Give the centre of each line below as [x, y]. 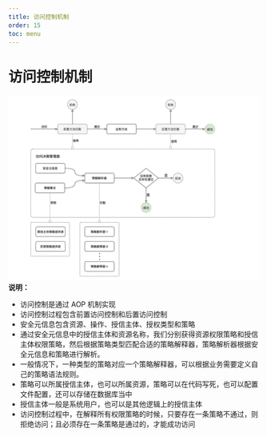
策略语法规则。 [59, 375]
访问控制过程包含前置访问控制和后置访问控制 [94, 315]
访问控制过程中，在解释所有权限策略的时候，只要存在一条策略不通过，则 [139, 414]
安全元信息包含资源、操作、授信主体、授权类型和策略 [108, 324]
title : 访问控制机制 [39, 17]
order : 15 [25, 25]
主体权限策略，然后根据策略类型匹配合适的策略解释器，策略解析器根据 [135, 344]
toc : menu [25, 34]
